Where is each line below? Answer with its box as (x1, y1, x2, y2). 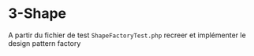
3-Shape (8, 5, 67, 23)
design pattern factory (8, 38, 81, 47)
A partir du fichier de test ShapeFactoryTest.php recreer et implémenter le (8, 30, 246, 40)
